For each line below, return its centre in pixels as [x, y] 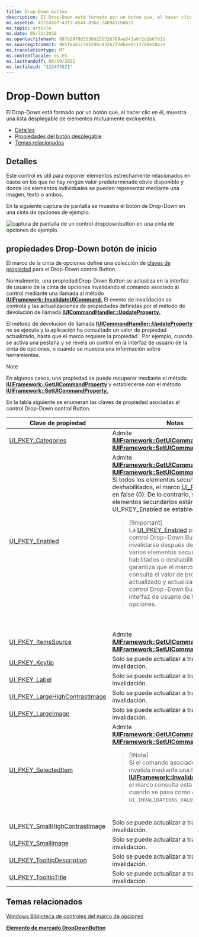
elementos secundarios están [153, 502]
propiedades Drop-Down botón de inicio [81, 248]
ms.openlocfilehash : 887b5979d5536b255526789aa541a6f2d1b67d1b [86, 39]
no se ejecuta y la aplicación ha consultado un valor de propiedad [86, 330]
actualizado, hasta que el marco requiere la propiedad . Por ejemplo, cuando [99, 336]
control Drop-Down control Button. [48, 408]
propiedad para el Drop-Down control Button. [61, 269]
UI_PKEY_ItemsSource [41, 641]
